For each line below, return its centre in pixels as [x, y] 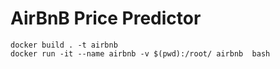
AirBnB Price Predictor [106, 18]
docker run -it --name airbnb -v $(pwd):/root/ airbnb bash [140, 53]
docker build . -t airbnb [64, 45]
